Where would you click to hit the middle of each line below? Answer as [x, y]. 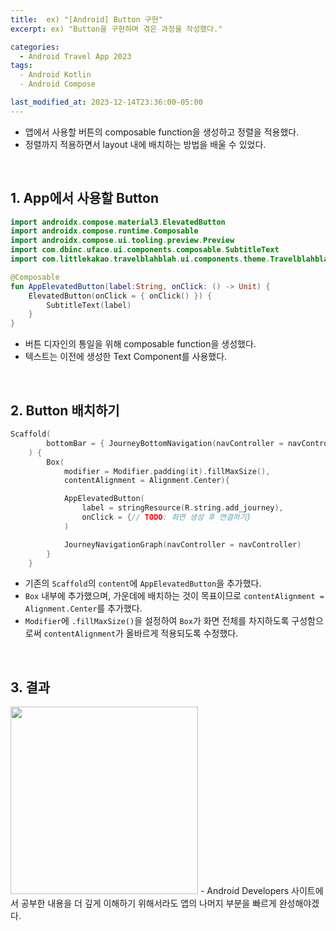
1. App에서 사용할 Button [84, 198]
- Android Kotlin [55, 75]
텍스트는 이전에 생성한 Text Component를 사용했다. [126, 357]
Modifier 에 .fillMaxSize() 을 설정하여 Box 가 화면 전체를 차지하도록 [157, 621]
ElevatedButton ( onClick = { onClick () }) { [120, 296]
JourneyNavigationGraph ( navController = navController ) [182, 544]
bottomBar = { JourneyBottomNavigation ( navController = [165, 443]
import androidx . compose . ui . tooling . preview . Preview [122, 241]
